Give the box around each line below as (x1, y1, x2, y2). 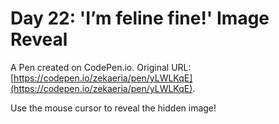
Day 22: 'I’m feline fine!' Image (10, 7, 270, 30)
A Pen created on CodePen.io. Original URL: (10, 61, 192, 73)
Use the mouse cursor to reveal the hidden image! (10, 102, 217, 114)
